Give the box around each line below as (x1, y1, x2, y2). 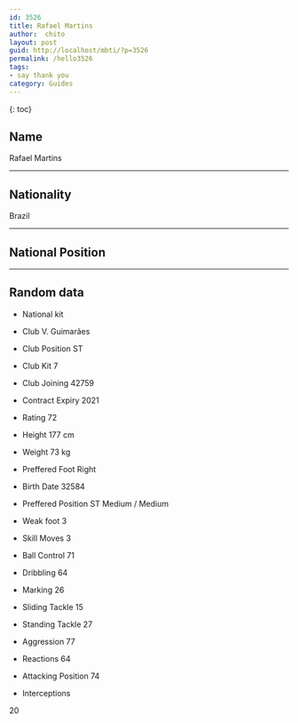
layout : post (9, 37, 58, 47)
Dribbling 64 (21, 566, 68, 578)
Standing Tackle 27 (21, 619, 93, 630)
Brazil (9, 211, 30, 221)
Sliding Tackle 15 (21, 601, 84, 612)
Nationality (9, 187, 72, 202)
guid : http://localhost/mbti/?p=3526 (9, 46, 149, 55)
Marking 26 (21, 584, 65, 595)
